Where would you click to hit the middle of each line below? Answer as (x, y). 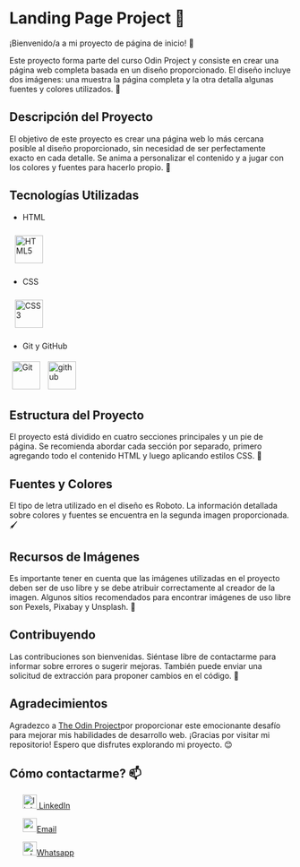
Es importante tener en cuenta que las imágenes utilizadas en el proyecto (145, 578)
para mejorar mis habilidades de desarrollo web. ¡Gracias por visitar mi (140, 734)
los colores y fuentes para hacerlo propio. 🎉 (90, 167)
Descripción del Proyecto (81, 117)
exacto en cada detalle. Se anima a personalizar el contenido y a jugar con (146, 158)
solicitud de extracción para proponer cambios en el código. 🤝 (124, 675)
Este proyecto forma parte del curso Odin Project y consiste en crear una (144, 60)
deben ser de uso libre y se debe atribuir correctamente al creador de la (142, 588)
